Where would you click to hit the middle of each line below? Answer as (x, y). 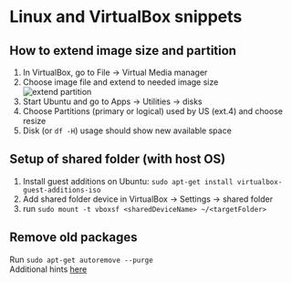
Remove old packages (74, 238)
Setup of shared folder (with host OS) (118, 159)
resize (34, 121)
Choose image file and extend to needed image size (120, 82)
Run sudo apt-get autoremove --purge (81, 259)
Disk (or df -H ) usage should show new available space (127, 131)
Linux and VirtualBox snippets (126, 17)
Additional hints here (48, 269)
